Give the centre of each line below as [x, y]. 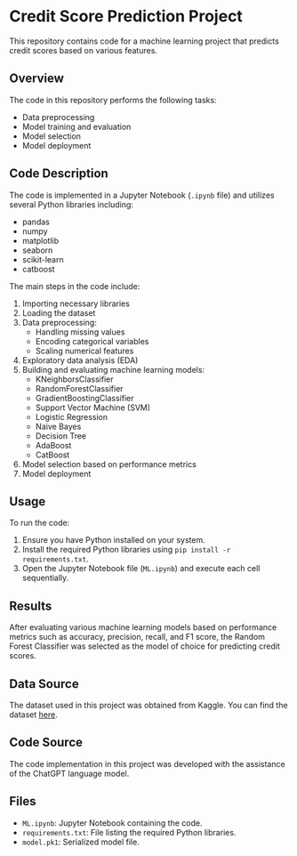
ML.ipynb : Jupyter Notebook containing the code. [112, 823]
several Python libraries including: [71, 204]
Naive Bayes [58, 426]
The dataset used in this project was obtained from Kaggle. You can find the [148, 705]
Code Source [46, 743]
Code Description [59, 174]
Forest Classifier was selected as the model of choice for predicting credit [144, 646]
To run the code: [40, 523]
